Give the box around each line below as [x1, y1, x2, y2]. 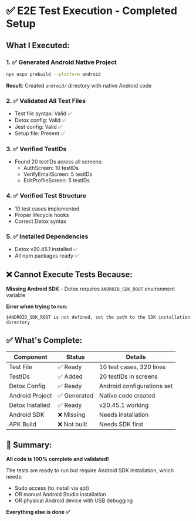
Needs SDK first [99, 420, 144, 428]
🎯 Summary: [6, 440, 52, 450]
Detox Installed [9, 401, 50, 409]
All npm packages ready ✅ [14, 252, 79, 259]
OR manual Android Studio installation [14, 491, 107, 498]
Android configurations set [99, 382, 173, 390]
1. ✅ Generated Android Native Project [6, 58, 117, 66]
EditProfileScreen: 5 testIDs [23, 177, 90, 184]
